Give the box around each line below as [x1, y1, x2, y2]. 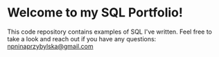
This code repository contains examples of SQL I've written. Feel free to [7, 27, 213, 36]
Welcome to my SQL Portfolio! [7, 5, 184, 21]
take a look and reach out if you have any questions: [7, 34, 157, 43]
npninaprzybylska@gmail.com [7, 42, 94, 50]
